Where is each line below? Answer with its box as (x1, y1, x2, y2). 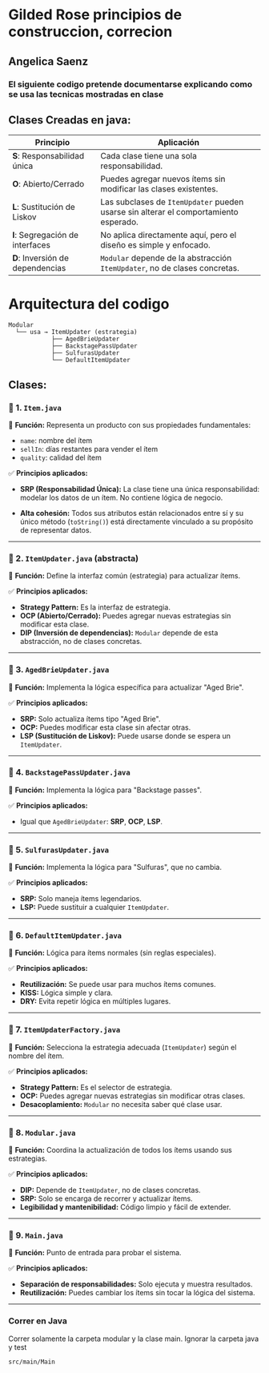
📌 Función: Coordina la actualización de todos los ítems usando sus (8, 1146, 232, 1155)
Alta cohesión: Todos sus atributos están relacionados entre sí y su (19, 508, 244, 517)
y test (8, 1342, 27, 1351)
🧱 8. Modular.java (8, 1127, 76, 1138)
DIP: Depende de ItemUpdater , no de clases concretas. (19, 1186, 202, 1195)
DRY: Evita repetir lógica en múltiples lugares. (19, 997, 171, 1006)
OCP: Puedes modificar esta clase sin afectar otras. (19, 723, 191, 732)
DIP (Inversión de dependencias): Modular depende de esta (19, 628, 219, 638)
